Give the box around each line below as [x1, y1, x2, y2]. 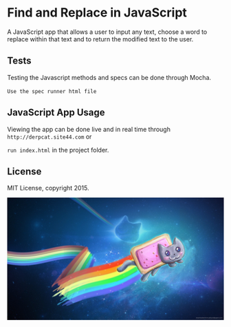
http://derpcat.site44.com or [7, 132, 92, 141]
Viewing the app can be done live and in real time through [7, 125, 170, 133]
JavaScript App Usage [7, 107, 105, 119]
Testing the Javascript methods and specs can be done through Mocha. [7, 73, 212, 81]
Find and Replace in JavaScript [7, 5, 188, 21]
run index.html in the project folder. [7, 146, 109, 154]
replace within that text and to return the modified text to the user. [7, 34, 194, 43]
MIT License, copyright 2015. [7, 184, 89, 192]
